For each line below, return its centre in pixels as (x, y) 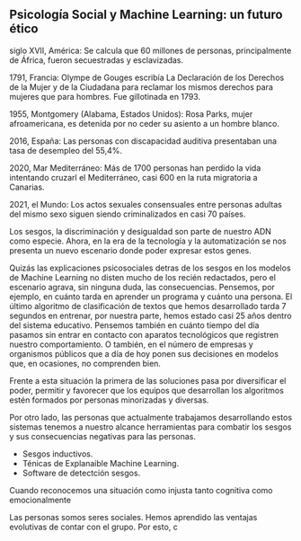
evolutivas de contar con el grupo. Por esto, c (93, 527)
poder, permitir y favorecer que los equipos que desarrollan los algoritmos (147, 390)
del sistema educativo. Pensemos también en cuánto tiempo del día (134, 325)
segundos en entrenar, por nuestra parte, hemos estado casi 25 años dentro (150, 315)
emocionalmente (40, 500)
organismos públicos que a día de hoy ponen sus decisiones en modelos (144, 353)
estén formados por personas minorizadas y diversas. (109, 400)
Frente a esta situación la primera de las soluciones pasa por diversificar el (148, 380)
